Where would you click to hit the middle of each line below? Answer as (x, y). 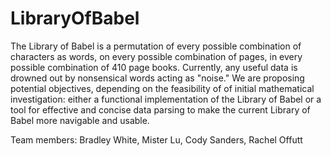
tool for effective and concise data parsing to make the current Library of (160, 109)
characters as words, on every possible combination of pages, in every (156, 56)
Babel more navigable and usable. (80, 120)
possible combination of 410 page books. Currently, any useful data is (154, 67)
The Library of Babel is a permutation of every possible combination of (156, 46)
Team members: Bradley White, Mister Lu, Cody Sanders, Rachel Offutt (156, 139)
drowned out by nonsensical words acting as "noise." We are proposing (157, 78)
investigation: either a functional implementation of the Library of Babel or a (166, 99)
